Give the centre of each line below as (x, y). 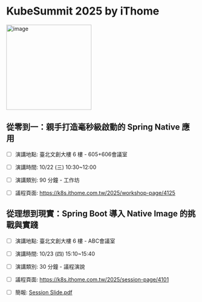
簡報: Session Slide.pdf (44, 292)
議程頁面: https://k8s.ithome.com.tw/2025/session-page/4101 (92, 279)
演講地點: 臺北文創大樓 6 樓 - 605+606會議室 (71, 154)
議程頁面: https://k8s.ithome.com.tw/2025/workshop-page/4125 (95, 192)
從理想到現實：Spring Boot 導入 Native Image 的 (97, 214)
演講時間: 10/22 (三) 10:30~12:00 (56, 167)
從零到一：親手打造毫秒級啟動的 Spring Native (93, 127)
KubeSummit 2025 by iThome (83, 11)
